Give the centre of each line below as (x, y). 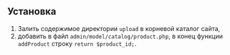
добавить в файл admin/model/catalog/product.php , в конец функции (120, 36)
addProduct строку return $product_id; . (77, 43)
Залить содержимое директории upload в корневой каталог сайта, (119, 28)
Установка (32, 12)
